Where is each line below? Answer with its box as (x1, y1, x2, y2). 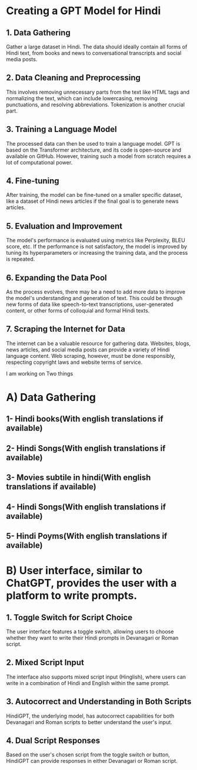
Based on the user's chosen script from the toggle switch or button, (6, 751, 171, 758)
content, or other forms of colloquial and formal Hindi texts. (6, 307, 150, 314)
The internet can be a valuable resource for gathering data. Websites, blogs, (6, 340, 191, 347)
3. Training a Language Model (6, 124, 117, 134)
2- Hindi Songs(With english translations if (6, 443, 166, 453)
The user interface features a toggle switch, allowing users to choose (6, 628, 174, 635)
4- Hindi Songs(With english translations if (6, 502, 166, 512)
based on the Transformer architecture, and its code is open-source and (6, 146, 182, 153)
